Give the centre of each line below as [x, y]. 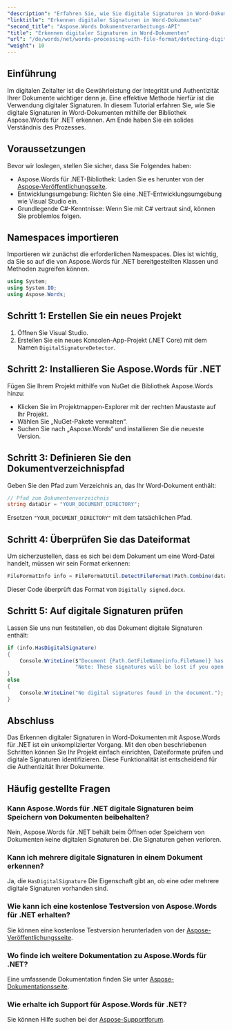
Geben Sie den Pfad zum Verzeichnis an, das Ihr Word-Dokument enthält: [112, 485]
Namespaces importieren [63, 238]
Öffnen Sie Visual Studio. [52, 332]
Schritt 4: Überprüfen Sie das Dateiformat [99, 540]
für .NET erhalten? [39, 915]
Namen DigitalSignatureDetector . [66, 347]
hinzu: [16, 393]
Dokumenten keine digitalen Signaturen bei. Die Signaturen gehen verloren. [114, 840]
